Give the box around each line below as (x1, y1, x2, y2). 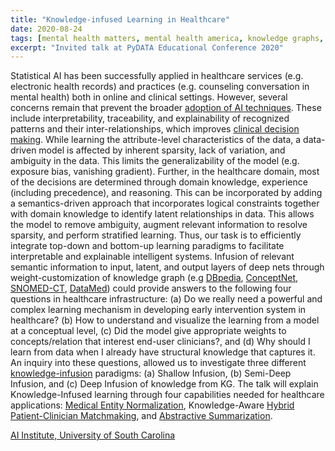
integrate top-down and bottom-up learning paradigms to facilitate (10, 240, 285, 252)
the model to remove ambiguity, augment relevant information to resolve (10, 219, 308, 231)
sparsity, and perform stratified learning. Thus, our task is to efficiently (10, 229, 302, 241)
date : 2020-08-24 (10, 24, 83, 34)
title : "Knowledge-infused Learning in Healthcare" (10, 14, 230, 25)
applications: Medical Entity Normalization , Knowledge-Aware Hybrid (10, 399, 295, 411)
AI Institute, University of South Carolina (10, 429, 176, 441)
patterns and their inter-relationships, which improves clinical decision (10, 123, 300, 135)
